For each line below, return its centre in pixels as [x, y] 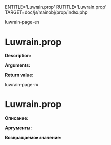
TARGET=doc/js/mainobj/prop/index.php [46, 12]
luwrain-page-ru [22, 84]
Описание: [17, 118]
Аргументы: [18, 128]
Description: [18, 55]
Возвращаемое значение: [33, 137]
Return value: [19, 75]
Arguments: [18, 65]
